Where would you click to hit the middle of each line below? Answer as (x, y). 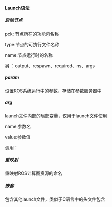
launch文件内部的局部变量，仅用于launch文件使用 (56, 116)
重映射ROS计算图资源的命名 (34, 173)
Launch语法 (17, 8)
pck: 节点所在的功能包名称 (32, 34)
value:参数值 (18, 137)
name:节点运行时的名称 (29, 55)
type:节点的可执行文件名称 (32, 44)
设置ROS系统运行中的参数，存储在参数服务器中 (53, 91)
